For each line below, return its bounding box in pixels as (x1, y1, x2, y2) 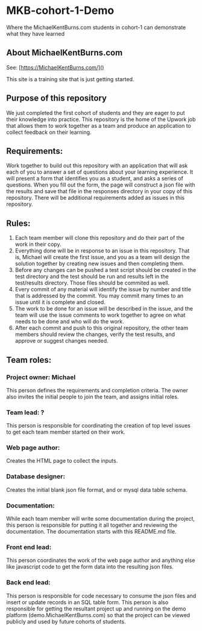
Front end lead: (6, 543, 52, 551)
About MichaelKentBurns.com (6, 48, 123, 58)
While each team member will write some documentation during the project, (6, 515, 195, 523)
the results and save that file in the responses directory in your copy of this (6, 188, 193, 195)
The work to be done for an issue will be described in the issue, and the (14, 305, 193, 312)
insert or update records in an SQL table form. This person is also (6, 598, 169, 606)
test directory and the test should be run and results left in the (14, 273, 169, 280)
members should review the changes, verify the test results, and (14, 331, 175, 338)
